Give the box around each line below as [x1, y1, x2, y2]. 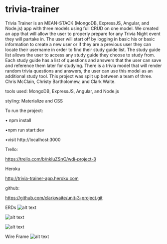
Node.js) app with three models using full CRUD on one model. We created [5, 25, 159, 31]
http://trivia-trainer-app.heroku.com [5, 175, 79, 181]
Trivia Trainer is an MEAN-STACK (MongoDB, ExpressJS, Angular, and [5, 20, 150, 26]
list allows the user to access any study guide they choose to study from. [5, 51, 156, 58]
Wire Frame [5, 233, 29, 239]
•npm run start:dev [5, 126, 45, 133]
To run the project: [5, 107, 43, 113]
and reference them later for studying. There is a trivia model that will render [5, 62, 162, 68]
